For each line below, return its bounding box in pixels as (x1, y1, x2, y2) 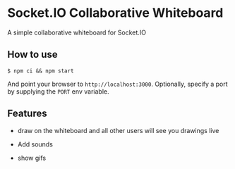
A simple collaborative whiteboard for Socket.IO (7, 28, 147, 37)
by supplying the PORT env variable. (7, 87, 109, 96)
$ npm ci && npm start (7, 67, 74, 75)
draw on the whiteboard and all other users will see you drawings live (17, 126, 219, 134)
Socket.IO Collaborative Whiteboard (7, 5, 224, 21)
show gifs (17, 154, 47, 162)
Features (7, 108, 47, 120)
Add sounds (17, 139, 53, 149)
